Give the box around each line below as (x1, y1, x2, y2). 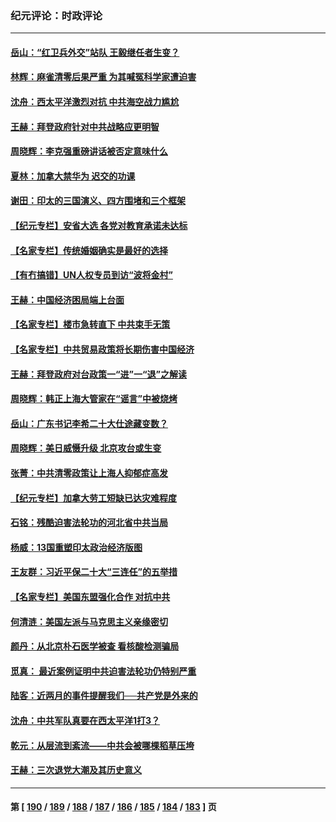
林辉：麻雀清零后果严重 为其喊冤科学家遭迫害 (10, 71, 197, 83)
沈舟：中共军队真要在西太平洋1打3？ (10, 714, 161, 726)
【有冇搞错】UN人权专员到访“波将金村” (10, 269, 173, 281)
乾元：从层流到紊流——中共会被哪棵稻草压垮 (10, 739, 195, 751)
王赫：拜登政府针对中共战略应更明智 (10, 120, 160, 132)
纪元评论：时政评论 (10, 8, 103, 22)
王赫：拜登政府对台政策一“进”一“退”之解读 (10, 368, 188, 380)
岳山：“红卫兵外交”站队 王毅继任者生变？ (10, 46, 180, 58)
